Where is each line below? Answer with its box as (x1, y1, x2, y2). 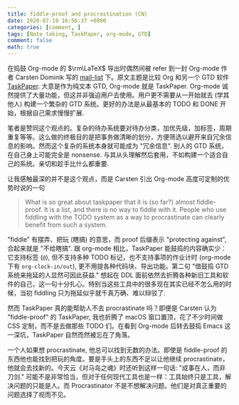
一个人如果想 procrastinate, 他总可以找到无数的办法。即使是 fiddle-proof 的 (7, 346, 228, 354)
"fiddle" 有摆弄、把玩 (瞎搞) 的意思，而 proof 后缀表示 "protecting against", (7, 235, 227, 243)
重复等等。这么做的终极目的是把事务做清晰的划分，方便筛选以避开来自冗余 (7, 133, 225, 141)
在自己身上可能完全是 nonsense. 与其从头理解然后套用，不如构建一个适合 (7, 150, 223, 159)
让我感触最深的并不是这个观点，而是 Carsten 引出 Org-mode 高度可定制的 (7, 175, 224, 183)
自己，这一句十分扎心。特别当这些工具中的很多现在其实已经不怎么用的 (19, 280, 225, 288)
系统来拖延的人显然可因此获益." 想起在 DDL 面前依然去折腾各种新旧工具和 (7, 271, 223, 279)
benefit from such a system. (24, 220, 108, 229)
